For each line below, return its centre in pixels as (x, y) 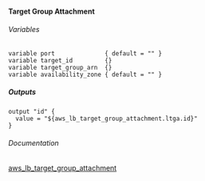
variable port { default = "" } (85, 53)
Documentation (34, 143)
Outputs (22, 92)
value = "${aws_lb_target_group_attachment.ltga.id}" (106, 119)
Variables (24, 30)
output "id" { (32, 111)
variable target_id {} (60, 60)
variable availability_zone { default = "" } (85, 74)
